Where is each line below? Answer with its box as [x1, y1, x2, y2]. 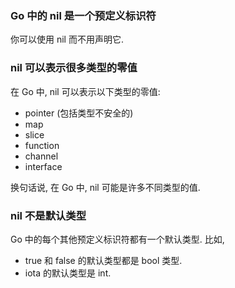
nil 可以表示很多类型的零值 [10, 61, 138, 75]
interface [24, 160, 63, 172]
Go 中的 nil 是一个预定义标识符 [10, 8, 157, 22]
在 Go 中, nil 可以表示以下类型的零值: [10, 85, 161, 97]
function [24, 139, 60, 151]
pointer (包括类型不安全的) [24, 107, 134, 119]
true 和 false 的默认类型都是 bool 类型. [24, 254, 183, 266]
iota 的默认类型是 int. [24, 267, 112, 279]
